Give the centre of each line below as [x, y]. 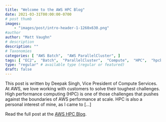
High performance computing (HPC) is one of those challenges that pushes [82, 94]
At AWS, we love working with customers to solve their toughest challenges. [83, 89]
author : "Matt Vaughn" [28, 38]
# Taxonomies [19, 51]
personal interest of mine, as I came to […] [48, 104]
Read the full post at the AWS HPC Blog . [46, 114]
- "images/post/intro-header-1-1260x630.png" [62, 28]
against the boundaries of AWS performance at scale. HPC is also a [74, 99]
